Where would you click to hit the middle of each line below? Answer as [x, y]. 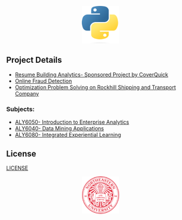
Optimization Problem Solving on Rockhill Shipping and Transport [95, 87]
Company [27, 93]
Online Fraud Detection [43, 81]
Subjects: [20, 109]
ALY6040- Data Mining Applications [59, 129]
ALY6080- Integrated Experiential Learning [68, 135]
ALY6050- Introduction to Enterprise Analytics [72, 122]
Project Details [34, 60]
